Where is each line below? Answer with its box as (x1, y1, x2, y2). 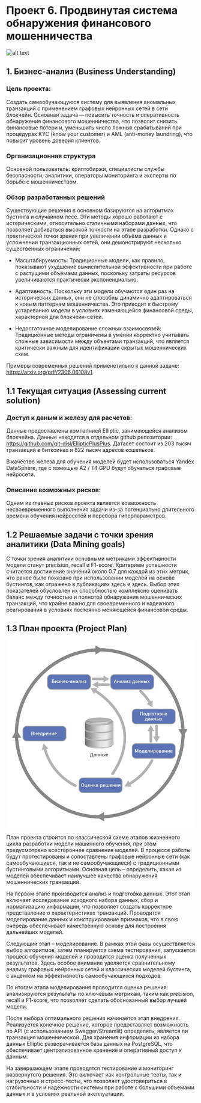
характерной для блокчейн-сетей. (14, 314, 104, 321)
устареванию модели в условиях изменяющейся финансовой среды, (14, 307, 194, 314)
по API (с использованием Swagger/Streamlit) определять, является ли (6, 1027, 188, 1034)
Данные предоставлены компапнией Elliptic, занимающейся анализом (6, 427, 188, 434)
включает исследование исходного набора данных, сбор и (6, 896, 158, 903)
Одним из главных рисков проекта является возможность (6, 499, 157, 507)
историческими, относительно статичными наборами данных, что (6, 220, 177, 227)
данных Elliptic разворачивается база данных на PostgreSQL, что (6, 1040, 173, 1047)
